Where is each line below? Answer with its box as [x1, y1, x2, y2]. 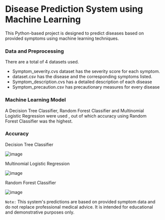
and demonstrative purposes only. [5, 209, 75, 215]
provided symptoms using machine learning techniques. [5, 35, 119, 41]
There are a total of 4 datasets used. [5, 59, 79, 65]
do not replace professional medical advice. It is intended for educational [5, 204, 154, 210]
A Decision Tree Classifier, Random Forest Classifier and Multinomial [5, 107, 144, 114]
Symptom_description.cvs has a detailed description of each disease [12, 79, 153, 85]
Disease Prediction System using [5, 3, 143, 15]
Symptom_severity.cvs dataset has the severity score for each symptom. [12, 68, 160, 74]
